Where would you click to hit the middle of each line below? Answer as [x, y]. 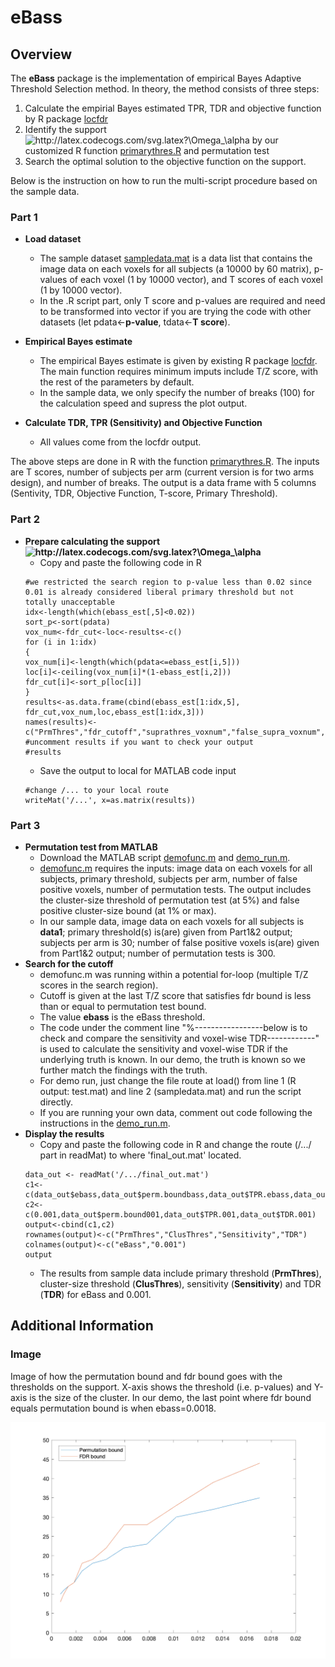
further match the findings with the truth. [123, 1070]
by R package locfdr [66, 119]
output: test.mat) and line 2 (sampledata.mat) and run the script [170, 1091]
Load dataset [53, 239]
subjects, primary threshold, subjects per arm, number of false [168, 878]
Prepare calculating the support [92, 541]
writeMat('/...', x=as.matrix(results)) [110, 800]
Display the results [64, 1133]
